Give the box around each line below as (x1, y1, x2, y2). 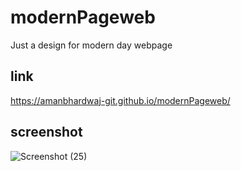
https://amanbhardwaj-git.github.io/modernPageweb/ (10, 94, 231, 106)
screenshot (10, 124, 83, 141)
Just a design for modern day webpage (10, 39, 173, 51)
